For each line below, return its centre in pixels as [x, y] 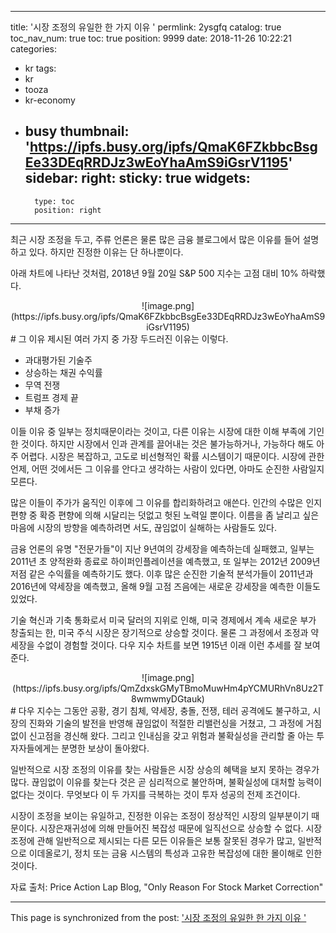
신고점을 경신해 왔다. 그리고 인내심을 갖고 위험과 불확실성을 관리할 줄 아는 [171, 735]
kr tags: [40, 68]
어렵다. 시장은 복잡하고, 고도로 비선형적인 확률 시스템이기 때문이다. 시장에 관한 [172, 456]
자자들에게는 [35, 748]
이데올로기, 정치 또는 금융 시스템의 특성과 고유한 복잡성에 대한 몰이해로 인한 [175, 853]
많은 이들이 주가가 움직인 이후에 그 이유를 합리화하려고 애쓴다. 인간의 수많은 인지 [166, 502]
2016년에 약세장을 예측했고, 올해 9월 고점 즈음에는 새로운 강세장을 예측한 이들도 [165, 586]
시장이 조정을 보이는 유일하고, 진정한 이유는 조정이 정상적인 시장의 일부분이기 [160, 815]
